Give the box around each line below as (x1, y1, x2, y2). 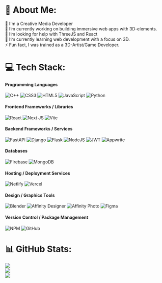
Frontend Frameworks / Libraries (5, 103, 74, 109)
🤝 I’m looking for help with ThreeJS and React (5, 31, 98, 37)
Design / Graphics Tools (5, 192, 55, 198)
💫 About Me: (5, 4, 57, 16)
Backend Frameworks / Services (5, 126, 73, 132)
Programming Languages (5, 81, 58, 87)
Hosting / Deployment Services (5, 170, 70, 176)
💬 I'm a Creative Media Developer (5, 21, 73, 26)
